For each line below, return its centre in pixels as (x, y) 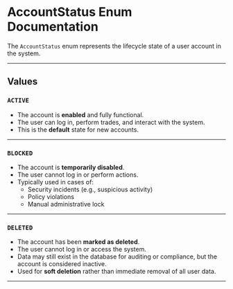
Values (23, 81)
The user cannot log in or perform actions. (78, 175)
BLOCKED (20, 153)
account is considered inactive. (62, 264)
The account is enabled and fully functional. (80, 114)
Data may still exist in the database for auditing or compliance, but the (117, 256)
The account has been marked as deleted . (78, 242)
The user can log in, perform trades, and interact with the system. (111, 122)
